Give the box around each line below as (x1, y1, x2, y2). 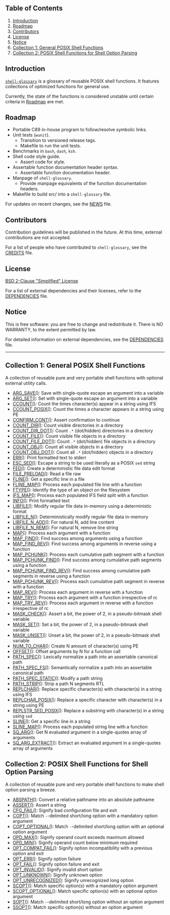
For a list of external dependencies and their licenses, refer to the (5, 288, 142, 294)
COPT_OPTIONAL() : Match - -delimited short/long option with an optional (12, 823, 164, 829)
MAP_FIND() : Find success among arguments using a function (12, 535, 143, 541)
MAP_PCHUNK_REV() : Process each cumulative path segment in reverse (12, 578, 165, 584)
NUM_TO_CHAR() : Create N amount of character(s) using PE (12, 643, 139, 649)
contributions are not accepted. (5, 235, 71, 241)
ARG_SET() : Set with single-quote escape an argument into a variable (12, 395, 158, 401)
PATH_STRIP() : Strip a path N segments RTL (12, 680, 105, 687)
